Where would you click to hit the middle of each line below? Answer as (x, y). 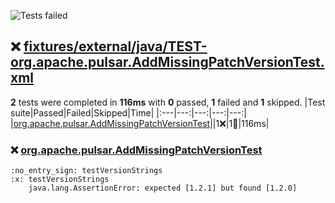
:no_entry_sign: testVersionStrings (86, 171)
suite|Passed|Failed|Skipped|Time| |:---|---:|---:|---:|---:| (128, 112)
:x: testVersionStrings (60, 180)
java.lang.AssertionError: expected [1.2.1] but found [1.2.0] (163, 188)
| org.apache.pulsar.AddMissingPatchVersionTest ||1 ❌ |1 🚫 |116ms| (140, 123)
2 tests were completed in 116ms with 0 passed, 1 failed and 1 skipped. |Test (168, 102)
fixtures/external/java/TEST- (115, 46)
